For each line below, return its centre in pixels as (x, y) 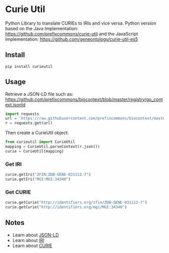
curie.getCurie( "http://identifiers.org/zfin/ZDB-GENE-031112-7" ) (76, 203)
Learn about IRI (28, 240)
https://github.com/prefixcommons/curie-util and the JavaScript (72, 34)
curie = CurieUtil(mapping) (35, 151)
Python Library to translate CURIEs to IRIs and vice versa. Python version (81, 23)
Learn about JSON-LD (35, 235)
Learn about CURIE (32, 245)
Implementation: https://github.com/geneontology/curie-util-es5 (72, 39)
